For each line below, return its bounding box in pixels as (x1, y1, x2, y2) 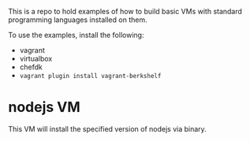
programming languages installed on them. (8, 15, 147, 24)
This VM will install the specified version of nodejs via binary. (8, 124, 207, 133)
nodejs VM (8, 98, 80, 117)
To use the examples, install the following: (8, 31, 144, 39)
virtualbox (19, 54, 53, 63)
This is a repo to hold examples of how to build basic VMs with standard (8, 7, 243, 16)
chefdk (19, 62, 43, 72)
